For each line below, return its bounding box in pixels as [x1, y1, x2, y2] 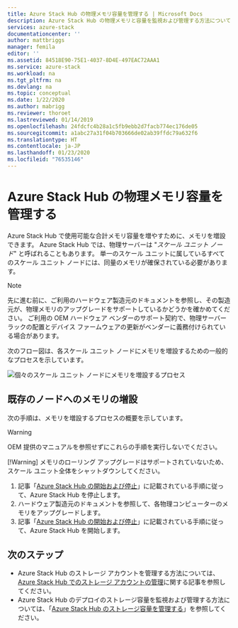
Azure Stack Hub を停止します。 [30, 490, 124, 499]
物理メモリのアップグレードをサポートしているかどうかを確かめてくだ [25, 304, 230, 313]
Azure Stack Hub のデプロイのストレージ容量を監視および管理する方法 [17, 595, 225, 605]
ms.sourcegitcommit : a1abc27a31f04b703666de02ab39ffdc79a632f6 [7, 129, 198, 137]
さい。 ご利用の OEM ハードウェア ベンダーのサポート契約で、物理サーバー [7, 314, 227, 322]
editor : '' [7, 50, 40, 58]
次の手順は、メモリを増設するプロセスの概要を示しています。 [7, 413, 187, 422]
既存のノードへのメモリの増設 [7, 393, 138, 405]
